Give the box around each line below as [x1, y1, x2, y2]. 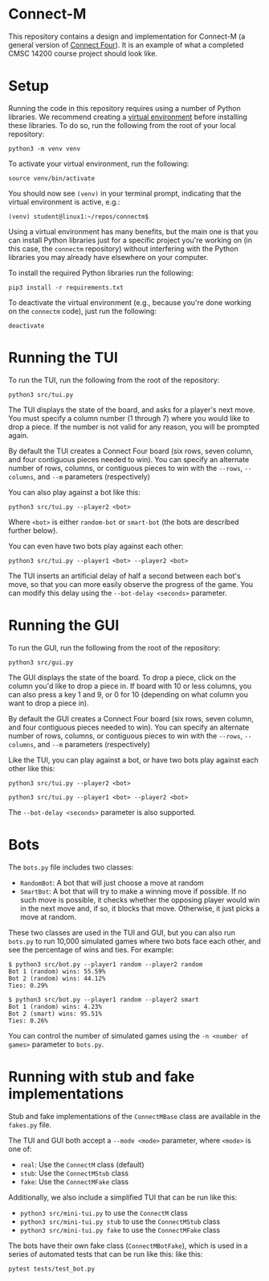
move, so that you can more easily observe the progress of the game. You [8, 579, 254, 589]
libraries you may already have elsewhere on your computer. [8, 252, 209, 262]
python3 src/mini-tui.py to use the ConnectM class [19, 1208, 189, 1217]
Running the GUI [8, 617, 120, 634]
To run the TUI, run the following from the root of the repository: [8, 375, 220, 385]
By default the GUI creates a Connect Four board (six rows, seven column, [8, 713, 255, 723]
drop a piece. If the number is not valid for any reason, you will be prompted [8, 422, 259, 432]
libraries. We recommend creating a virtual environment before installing [8, 112, 247, 122]
